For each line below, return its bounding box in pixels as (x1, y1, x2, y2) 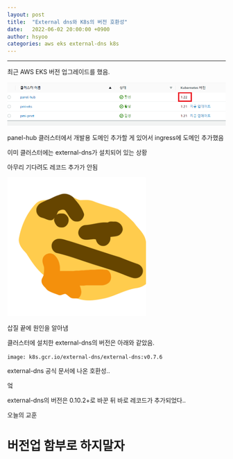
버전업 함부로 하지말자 (7, 438, 125, 453)
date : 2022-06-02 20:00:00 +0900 (7, 26, 110, 33)
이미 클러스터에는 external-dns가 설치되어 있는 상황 (7, 148, 148, 157)
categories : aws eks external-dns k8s (7, 40, 119, 48)
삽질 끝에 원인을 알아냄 (7, 324, 69, 332)
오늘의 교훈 (7, 411, 37, 419)
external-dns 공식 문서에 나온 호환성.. (7, 367, 110, 375)
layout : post (7, 11, 45, 18)
